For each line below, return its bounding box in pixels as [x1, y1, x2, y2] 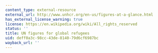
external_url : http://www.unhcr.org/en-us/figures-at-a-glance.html [5, 12, 153, 17]
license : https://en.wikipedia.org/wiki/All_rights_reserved [5, 21, 138, 27]
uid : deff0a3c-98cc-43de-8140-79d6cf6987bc [5, 36, 99, 41]
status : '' [5, 26, 28, 31]
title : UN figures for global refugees [5, 31, 90, 36]
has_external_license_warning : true [5, 17, 83, 22]
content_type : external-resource [5, 7, 76, 13]
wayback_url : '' [5, 40, 40, 45]
